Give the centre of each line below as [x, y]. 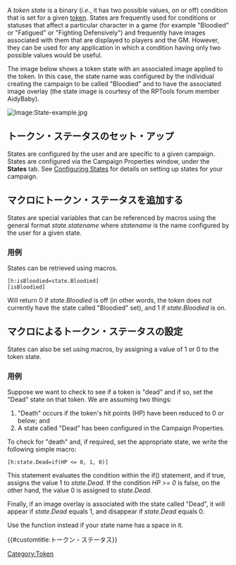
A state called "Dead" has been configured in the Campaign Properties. [121, 428]
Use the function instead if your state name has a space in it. [95, 525]
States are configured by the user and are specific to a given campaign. [111, 154]
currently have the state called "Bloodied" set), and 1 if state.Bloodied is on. [117, 308]
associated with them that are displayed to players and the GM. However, [113, 40]
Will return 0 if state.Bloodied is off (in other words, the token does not [110, 300]
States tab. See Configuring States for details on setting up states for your [115, 169]
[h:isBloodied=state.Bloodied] [53, 281]
